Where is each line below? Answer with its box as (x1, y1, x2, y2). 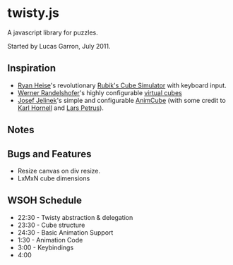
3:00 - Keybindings (17, 243, 74, 252)
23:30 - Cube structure (17, 221, 85, 229)
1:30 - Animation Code (17, 235, 83, 244)
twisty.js (7, 5, 60, 21)
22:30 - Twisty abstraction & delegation (17, 213, 133, 221)
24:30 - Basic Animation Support (17, 228, 114, 237)
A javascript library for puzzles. (7, 28, 99, 37)
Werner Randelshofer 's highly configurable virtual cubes (17, 88, 182, 97)
